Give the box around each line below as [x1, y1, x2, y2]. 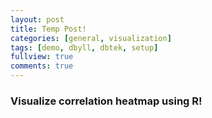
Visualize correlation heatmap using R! [10, 94, 203, 108]
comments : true [10, 61, 74, 71]
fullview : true [10, 52, 74, 62]
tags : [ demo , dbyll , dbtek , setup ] [10, 42, 159, 53]
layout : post [10, 14, 65, 25]
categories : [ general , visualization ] [10, 33, 172, 43]
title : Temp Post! [10, 24, 87, 34]
